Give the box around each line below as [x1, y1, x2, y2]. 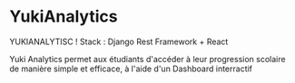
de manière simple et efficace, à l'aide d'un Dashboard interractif [9, 63, 252, 74]
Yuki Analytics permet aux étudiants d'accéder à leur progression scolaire [9, 53, 286, 64]
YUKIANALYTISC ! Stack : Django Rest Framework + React [9, 36, 229, 47]
